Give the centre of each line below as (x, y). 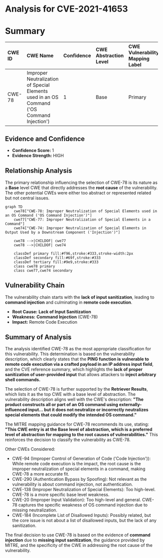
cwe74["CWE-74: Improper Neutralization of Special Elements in (80, 228)
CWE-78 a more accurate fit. (41, 474)
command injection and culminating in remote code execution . (69, 302)
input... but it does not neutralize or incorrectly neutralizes (89, 410)
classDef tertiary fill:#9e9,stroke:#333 (56, 262)
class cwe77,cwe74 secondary (43, 270)
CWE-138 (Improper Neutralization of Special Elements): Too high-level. (84, 490)
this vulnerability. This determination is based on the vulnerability (70, 354)
